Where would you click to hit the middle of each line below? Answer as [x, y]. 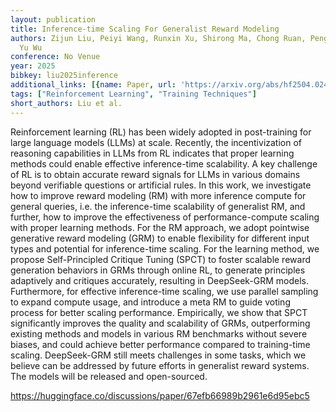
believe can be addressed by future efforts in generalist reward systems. [160, 365]
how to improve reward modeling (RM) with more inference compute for [158, 195]
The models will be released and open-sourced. [109, 376]
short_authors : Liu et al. [66, 103]
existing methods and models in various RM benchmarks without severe [159, 333]
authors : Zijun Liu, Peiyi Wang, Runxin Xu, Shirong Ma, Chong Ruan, [158, 38]
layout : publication [53, 19]
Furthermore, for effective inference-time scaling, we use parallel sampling [164, 291]
